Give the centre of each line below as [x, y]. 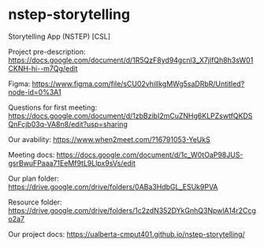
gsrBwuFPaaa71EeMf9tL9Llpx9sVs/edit [72, 163]
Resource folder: [35, 202]
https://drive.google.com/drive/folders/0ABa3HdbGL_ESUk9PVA [113, 186]
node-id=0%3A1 [35, 92]
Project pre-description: [47, 51]
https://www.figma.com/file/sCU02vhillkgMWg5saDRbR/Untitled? [138, 84]
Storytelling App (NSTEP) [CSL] [59, 36]
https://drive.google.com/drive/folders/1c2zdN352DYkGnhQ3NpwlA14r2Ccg [132, 210]
